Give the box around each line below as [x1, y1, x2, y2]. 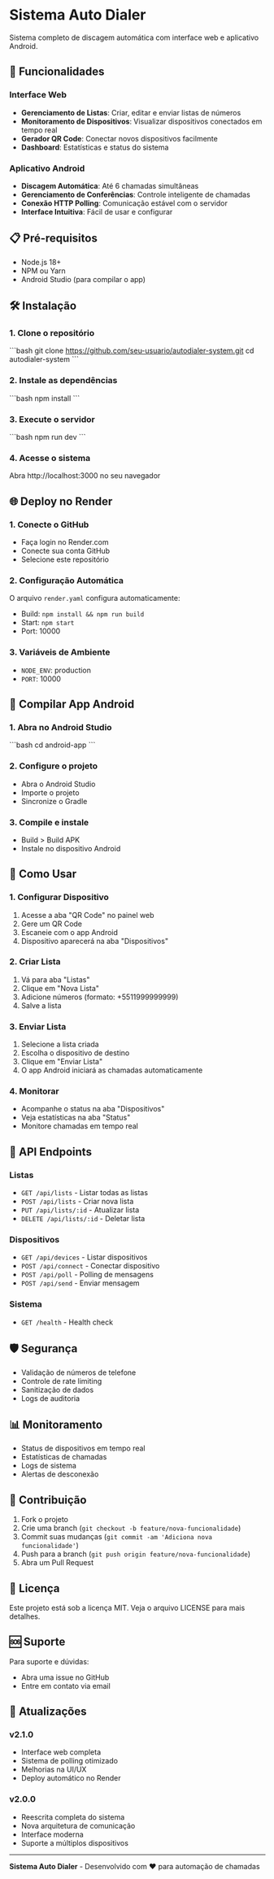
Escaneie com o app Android [20, 927, 119, 937]
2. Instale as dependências [9, 375, 118, 386]
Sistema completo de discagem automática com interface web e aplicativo [9, 33, 259, 42]
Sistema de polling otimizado [20, 1756, 119, 1766]
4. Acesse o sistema [9, 452, 91, 463]
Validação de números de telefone [20, 1368, 137, 1377]
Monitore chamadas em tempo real [20, 1121, 139, 1131]
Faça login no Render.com [20, 537, 109, 546]
